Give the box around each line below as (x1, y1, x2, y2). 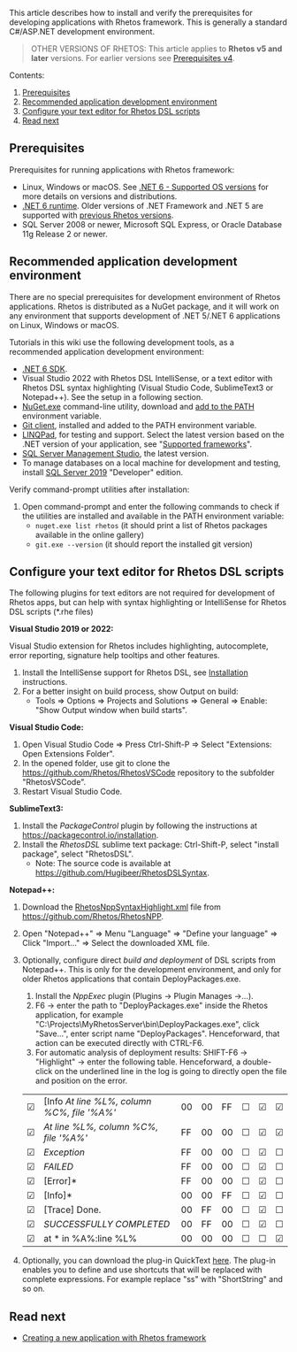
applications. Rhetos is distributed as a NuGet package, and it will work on (9, 301, 280, 311)
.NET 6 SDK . (21, 363, 68, 374)
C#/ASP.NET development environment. (9, 27, 156, 36)
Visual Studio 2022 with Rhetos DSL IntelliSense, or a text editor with (21, 373, 273, 383)
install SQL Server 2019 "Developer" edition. (21, 466, 184, 477)
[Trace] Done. (43, 1203, 102, 1216)
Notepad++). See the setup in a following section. (21, 391, 203, 402)
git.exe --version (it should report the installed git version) (34, 539, 254, 549)
